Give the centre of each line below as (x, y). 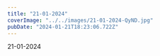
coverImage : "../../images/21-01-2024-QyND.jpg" (80, 20)
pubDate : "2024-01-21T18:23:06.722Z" (63, 27)
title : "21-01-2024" (38, 14)
